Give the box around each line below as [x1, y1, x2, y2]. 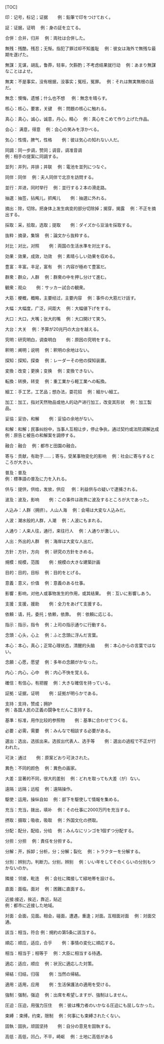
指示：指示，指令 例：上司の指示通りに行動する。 [5, 622, 109, 627]
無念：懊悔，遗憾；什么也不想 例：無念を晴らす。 [5, 95, 110, 101]
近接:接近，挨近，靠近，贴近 [5, 896, 62, 902]
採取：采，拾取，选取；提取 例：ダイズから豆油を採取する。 [5, 222, 135, 228]
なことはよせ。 [5, 68, 35, 74]
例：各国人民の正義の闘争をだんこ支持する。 [5, 707, 95, 713]
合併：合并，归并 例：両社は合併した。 [5, 35, 88, 41]
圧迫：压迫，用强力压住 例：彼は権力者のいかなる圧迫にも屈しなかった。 [5, 1002, 157, 1008]
